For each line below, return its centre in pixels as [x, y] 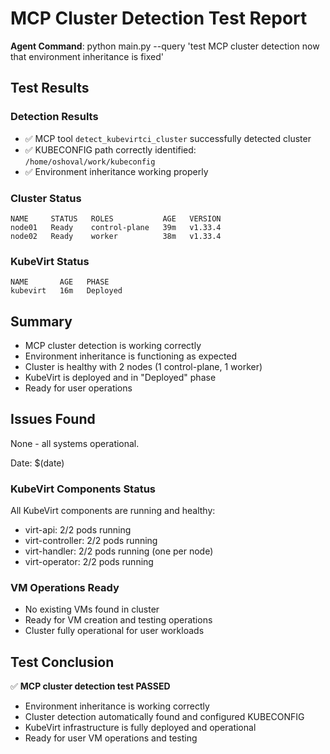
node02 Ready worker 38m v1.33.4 [116, 236]
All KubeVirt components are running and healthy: [113, 511]
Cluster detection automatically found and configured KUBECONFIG [164, 717]
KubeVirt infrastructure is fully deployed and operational [140, 728]
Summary [41, 321]
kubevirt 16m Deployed [66, 291]
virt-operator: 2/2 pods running [89, 562]
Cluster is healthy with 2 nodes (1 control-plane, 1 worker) [143, 367]
